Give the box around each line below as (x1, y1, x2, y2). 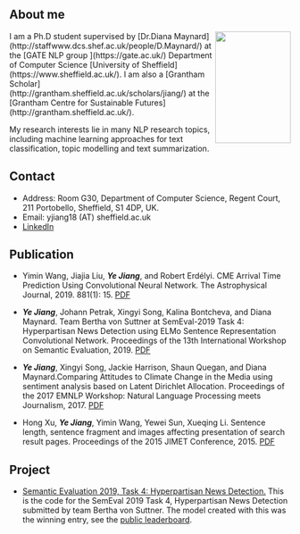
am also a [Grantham (128, 69, 205, 79)
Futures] (135, 97, 166, 108)
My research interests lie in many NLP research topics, (9, 124, 211, 135)
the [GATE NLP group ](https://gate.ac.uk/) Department (9, 49, 212, 61)
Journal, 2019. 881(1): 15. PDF (21, 289, 131, 300)
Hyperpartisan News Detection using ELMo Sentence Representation (21, 326, 277, 337)
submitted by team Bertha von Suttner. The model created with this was (21, 505, 287, 516)
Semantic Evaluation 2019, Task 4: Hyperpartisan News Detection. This (21, 486, 284, 496)
